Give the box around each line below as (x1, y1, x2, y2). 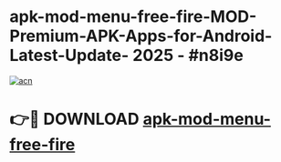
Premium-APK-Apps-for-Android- (9, 25, 273, 46)
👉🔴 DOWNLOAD (9, 109, 140, 129)
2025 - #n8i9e (131, 46, 244, 66)
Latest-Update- (9, 46, 130, 66)
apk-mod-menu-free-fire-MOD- (9, 6, 257, 27)
